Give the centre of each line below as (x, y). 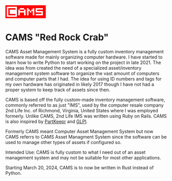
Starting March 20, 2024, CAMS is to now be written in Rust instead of (80, 167)
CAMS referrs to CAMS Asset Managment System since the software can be (86, 137)
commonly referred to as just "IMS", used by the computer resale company (84, 105)
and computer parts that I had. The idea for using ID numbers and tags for (83, 78)
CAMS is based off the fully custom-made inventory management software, (85, 99)
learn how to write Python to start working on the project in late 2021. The (83, 62)
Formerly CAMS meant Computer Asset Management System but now (79, 131)
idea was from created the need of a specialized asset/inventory (73, 68)
